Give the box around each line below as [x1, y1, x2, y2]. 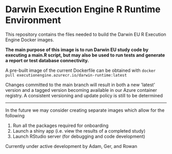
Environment [5, 14, 61, 26]
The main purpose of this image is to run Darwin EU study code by [5, 46, 149, 53]
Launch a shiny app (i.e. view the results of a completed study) [12, 127, 146, 134]
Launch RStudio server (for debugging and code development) [12, 133, 145, 139]
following [5, 112, 25, 118]
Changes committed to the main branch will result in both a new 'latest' [5, 82, 155, 88]
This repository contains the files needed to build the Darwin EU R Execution [5, 31, 166, 37]
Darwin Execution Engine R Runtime [5, 4, 161, 15]
